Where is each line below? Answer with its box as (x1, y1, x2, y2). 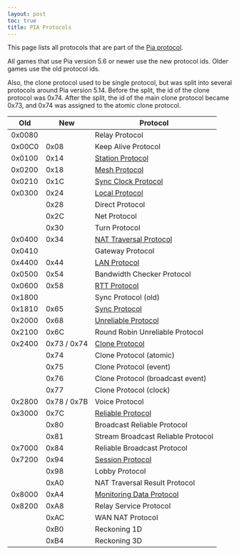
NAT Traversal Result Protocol (95, 478, 195, 488)
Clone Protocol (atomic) (95, 350, 175, 360)
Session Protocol (95, 454, 152, 464)
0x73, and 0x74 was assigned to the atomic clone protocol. (7, 101, 181, 110)
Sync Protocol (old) (95, 292, 161, 302)
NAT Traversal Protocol (95, 235, 173, 245)
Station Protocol (95, 153, 148, 163)
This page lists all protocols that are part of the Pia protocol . (7, 44, 183, 52)
